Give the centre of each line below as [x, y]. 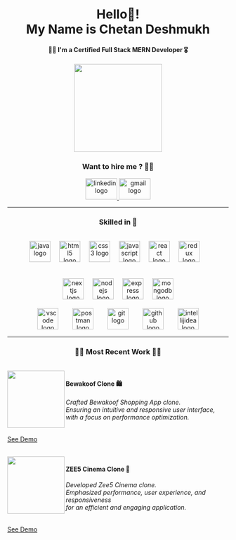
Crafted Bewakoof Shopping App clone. [123, 402]
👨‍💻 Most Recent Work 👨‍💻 [118, 351]
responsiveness [88, 500]
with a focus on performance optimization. [127, 417]
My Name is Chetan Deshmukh [118, 29]
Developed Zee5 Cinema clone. [111, 485]
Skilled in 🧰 [118, 222]
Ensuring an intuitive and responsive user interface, [140, 410]
